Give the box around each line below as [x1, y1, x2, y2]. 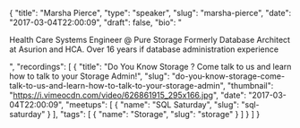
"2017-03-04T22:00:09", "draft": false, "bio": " [9, 17, 182, 28]
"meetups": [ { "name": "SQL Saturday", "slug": [65, 99, 240, 110]
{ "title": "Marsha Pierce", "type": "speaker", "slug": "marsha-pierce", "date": [9, 8, 292, 18]
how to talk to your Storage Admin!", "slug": [9, 71, 170, 81]
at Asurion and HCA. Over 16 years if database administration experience [9, 44, 279, 55]
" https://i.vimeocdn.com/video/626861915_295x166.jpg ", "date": [9, 90, 246, 100]
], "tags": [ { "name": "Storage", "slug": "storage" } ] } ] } [52, 109, 261, 119]
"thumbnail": [227, 81, 274, 90]
